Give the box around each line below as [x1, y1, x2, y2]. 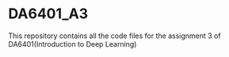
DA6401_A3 [8, 5, 89, 23]
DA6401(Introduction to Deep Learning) [8, 39, 137, 48]
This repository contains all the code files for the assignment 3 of [8, 31, 221, 40]
